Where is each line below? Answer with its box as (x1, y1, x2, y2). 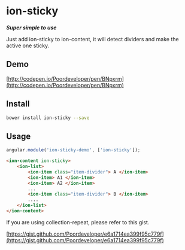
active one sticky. (6, 42, 50, 49)
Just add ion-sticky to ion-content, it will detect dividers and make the (6, 35, 179, 42)
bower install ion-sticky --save (6, 115, 90, 121)
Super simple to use (6, 24, 57, 31)
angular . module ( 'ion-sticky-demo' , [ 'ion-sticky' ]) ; (6, 147, 141, 153)
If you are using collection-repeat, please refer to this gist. (6, 218, 150, 225)
